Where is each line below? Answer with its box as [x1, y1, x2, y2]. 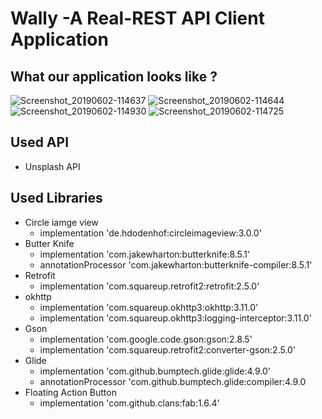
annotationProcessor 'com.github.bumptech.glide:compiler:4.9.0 [39, 375, 307, 387]
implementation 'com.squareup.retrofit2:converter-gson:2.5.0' [39, 343, 297, 356]
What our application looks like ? [10, 68, 218, 85]
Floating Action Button [24, 386, 117, 398]
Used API [10, 134, 70, 151]
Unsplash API [24, 160, 81, 172]
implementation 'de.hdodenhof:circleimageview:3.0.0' [39, 227, 262, 239]
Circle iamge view [24, 216, 99, 228]
